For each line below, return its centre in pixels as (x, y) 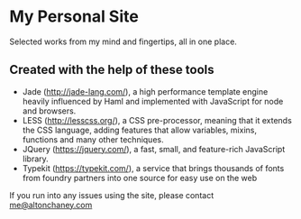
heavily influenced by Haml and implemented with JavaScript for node (153, 101)
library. (36, 159)
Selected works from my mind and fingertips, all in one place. (123, 41)
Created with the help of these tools (112, 70)
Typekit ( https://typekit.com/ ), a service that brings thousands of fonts (153, 168)
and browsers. (49, 111)
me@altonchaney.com (51, 205)
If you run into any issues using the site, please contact (112, 195)
